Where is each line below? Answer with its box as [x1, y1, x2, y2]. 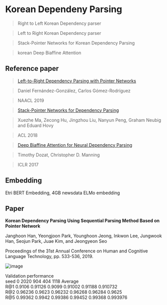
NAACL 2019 [17, 97, 44, 103]
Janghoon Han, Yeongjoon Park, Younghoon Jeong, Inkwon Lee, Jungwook [5, 233, 162, 239]
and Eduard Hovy [17, 122, 54, 128]
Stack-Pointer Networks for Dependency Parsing [17, 107, 119, 113]
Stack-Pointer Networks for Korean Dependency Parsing [17, 39, 135, 46]
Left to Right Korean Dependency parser [17, 30, 102, 36]
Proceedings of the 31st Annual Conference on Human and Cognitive [5, 248, 148, 254]
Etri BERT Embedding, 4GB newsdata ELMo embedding [5, 190, 120, 196]
